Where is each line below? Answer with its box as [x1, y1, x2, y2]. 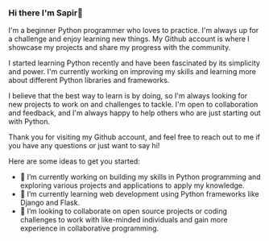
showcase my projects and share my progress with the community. [8, 43, 231, 52]
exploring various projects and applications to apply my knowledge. [19, 181, 245, 190]
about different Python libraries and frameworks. [8, 76, 170, 85]
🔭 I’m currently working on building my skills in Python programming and [19, 172, 261, 182]
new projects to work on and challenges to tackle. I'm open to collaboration [8, 100, 259, 110]
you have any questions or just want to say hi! [8, 141, 160, 151]
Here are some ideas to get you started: [8, 156, 141, 166]
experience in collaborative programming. [19, 223, 159, 233]
